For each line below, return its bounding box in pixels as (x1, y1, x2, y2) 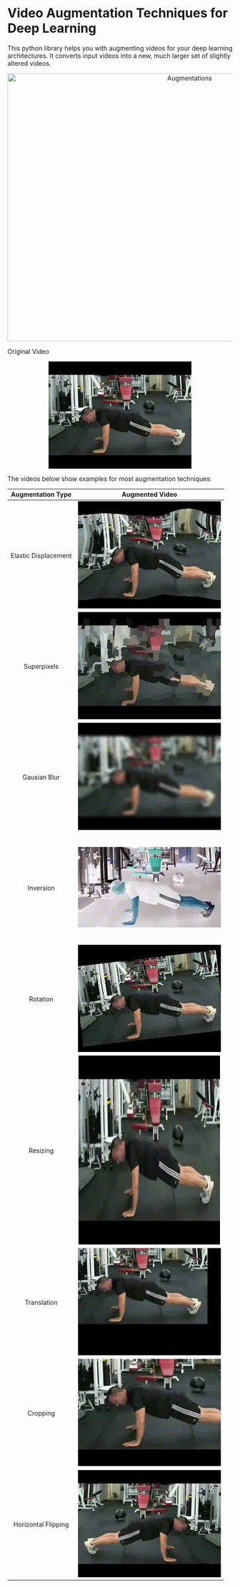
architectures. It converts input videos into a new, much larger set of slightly (7, 51, 231, 60)
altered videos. (7, 59, 51, 67)
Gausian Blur (22, 773, 61, 782)
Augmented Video (121, 490, 177, 499)
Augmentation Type (10, 490, 72, 499)
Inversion (27, 884, 55, 893)
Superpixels (24, 662, 59, 670)
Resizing (28, 1146, 54, 1155)
